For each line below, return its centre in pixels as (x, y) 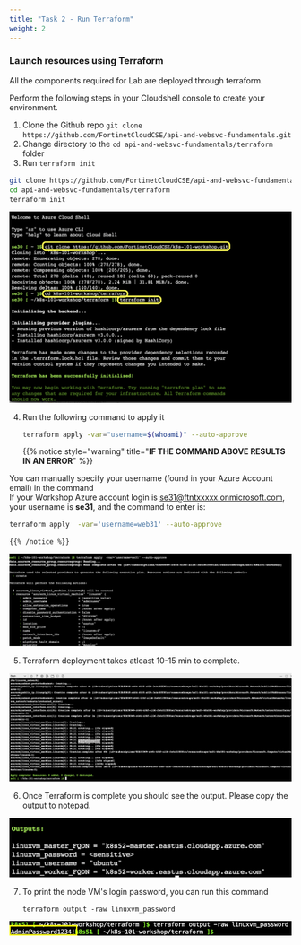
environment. (34, 107)
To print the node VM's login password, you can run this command (145, 891)
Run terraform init (59, 162)
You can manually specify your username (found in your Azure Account (141, 478)
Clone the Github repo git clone (82, 125)
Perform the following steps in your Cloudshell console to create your (138, 98)
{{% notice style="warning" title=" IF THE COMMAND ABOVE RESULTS (154, 451)
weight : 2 (28, 28)
